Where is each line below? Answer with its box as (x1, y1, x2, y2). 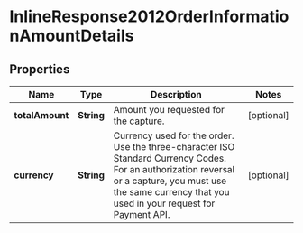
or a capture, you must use (113, 174, 227, 187)
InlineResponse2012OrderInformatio (9, 6, 289, 27)
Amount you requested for (113, 104, 225, 116)
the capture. (113, 115, 165, 127)
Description (150, 89, 203, 100)
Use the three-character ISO (113, 141, 235, 153)
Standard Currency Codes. (113, 152, 227, 164)
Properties (9, 61, 70, 77)
